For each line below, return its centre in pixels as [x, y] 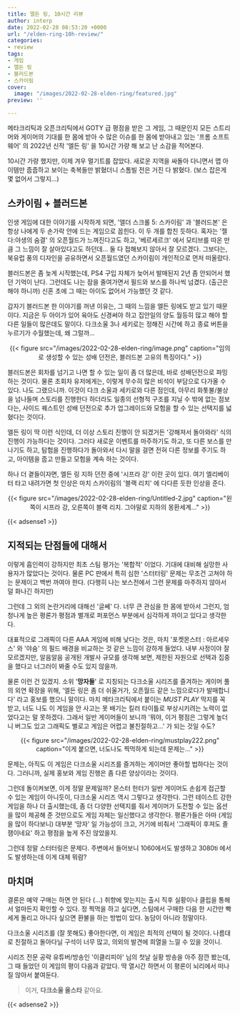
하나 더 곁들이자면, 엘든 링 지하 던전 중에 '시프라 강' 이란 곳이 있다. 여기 [106, 474]
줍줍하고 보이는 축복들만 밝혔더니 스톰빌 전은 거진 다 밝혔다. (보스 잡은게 [126, 170]
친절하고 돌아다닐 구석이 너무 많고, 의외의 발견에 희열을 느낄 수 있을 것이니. [119, 942]
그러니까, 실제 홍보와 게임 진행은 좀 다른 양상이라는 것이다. [97, 773]
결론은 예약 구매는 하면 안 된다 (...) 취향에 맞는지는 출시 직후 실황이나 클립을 [112, 900]
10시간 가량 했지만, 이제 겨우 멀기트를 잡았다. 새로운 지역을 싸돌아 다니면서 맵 [114, 161]
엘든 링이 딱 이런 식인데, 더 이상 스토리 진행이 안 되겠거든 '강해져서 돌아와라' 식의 [120, 432]
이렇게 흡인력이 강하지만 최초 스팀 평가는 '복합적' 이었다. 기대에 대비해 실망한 [114, 564]
